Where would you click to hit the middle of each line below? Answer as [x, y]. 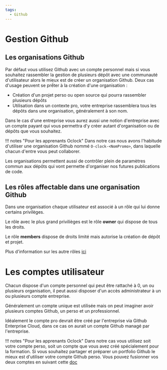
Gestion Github [37, 39]
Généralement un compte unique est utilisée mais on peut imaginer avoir [80, 306]
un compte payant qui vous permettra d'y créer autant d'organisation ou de [82, 125]
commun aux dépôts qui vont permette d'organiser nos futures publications [83, 166]
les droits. [15, 227]
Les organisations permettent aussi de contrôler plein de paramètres [75, 161]
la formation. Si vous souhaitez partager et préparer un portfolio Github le [80, 352]
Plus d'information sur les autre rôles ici [46, 251]
